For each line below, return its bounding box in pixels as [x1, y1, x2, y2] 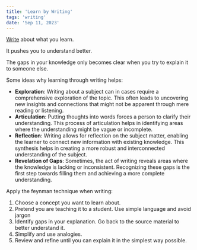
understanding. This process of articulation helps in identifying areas [14, 120, 183, 127]
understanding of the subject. [14, 151, 88, 158]
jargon [14, 211, 31, 219]
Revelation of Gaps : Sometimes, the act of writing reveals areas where [14, 158, 188, 165]
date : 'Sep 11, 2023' [6, 20, 60, 25]
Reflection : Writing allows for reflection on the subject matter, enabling [14, 132, 189, 139]
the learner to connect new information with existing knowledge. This [14, 139, 185, 146]
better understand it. [14, 225, 65, 232]
